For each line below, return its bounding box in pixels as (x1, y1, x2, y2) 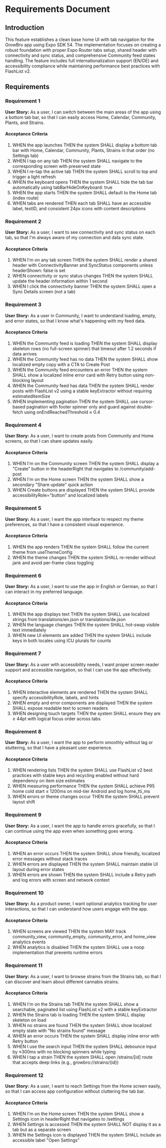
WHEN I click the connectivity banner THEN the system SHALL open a (12, 283, 156, 289)
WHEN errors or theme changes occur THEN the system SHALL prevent (12, 793, 160, 800)
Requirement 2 (5, 218, 42, 225)
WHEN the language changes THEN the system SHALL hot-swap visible (12, 622, 160, 628)
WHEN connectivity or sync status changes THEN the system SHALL (12, 273, 154, 279)
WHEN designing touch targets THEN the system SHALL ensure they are (12, 710, 161, 716)
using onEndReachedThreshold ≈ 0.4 (24, 409, 101, 415)
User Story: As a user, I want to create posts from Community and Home (5, 433, 154, 439)
